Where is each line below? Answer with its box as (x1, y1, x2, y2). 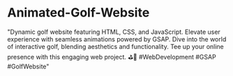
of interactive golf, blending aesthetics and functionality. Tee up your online (7, 42, 225, 50)
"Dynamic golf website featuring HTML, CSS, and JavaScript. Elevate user (7, 28, 221, 36)
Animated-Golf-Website (7, 5, 150, 21)
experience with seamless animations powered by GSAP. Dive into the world (7, 35, 227, 43)
